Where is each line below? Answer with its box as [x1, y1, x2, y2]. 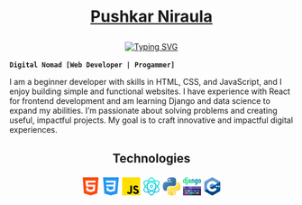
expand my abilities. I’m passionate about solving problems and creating [9, 106, 278, 116]
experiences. [9, 125, 59, 135]
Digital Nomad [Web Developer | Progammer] [9, 61, 176, 70]
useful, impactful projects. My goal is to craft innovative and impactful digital [9, 115, 294, 126]
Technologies [112, 151, 191, 166]
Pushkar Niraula [89, 6, 214, 27]
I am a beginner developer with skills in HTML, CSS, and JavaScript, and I [9, 77, 282, 88]
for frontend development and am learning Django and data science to [9, 96, 270, 107]
